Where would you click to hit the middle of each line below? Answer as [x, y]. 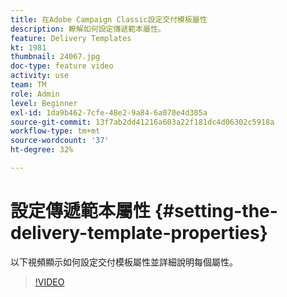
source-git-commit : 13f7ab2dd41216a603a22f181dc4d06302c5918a [142, 122]
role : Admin [35, 94]
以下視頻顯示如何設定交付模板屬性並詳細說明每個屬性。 [124, 262]
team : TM [28, 85]
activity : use [40, 76]
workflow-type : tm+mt [55, 131]
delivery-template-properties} [139, 233]
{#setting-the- [216, 211]
